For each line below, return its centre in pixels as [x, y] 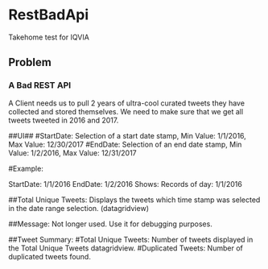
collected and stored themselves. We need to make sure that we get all [126, 111]
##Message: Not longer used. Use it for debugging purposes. [111, 224]
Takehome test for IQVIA [49, 37]
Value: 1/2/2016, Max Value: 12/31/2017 [72, 153]
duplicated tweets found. [49, 256]
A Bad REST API [40, 85]
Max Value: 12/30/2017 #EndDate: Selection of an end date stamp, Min [125, 144]
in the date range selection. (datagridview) [78, 208]
